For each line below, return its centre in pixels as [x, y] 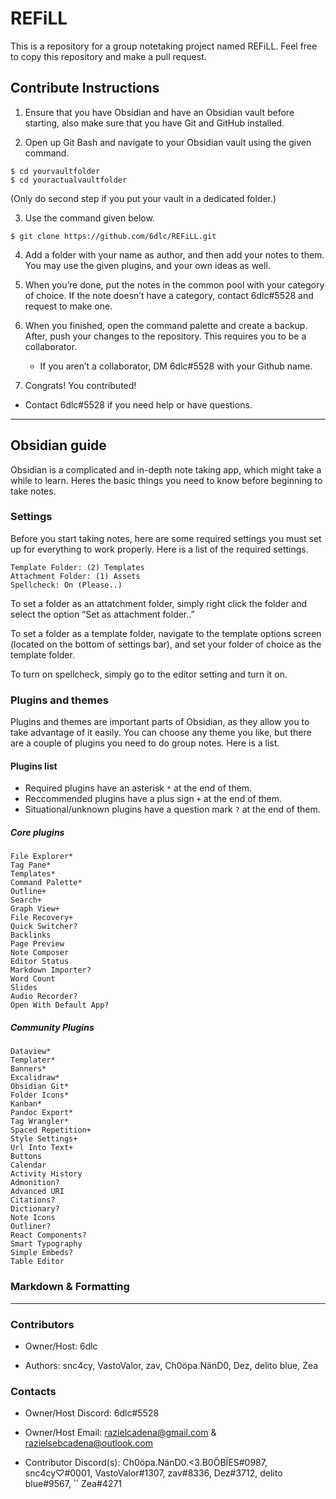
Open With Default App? [60, 1005]
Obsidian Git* [40, 1087]
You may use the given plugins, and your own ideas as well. [147, 265]
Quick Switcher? [44, 927]
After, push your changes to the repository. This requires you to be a [165, 336]
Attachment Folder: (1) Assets [75, 576]
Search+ [26, 900]
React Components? [48, 1235]
